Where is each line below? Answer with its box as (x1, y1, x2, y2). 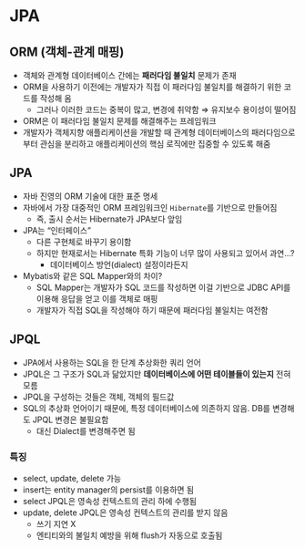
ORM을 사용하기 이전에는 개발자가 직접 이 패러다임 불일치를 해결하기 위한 (22, 81, 282, 92)
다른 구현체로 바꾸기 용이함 (36, 236, 132, 247)
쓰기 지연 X (36, 518, 76, 529)
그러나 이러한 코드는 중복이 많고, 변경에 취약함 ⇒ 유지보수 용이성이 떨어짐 (36, 104, 297, 115)
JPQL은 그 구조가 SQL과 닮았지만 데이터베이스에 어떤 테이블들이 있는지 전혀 (22, 368, 291, 379)
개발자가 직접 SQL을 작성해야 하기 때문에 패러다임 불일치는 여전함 (36, 305, 269, 316)
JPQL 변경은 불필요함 (32, 414, 109, 425)
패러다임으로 (250, 127, 296, 138)
